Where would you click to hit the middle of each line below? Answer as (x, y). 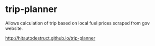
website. (14, 28)
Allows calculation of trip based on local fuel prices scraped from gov (77, 23)
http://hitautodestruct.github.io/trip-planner (50, 38)
